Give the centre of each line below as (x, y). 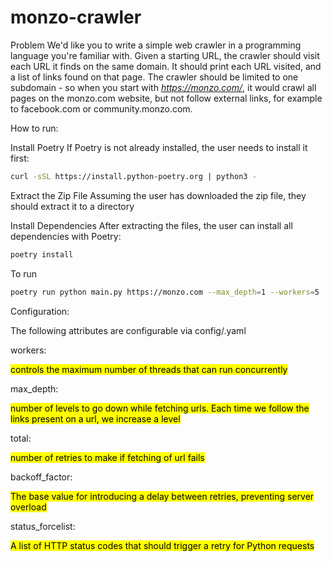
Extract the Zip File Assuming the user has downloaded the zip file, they (158, 195)
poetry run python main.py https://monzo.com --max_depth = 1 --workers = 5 (165, 292)
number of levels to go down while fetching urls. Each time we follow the (160, 408)
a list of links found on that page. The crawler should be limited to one (154, 77)
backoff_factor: (41, 477)
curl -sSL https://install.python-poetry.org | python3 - (133, 176)
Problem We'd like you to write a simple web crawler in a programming (156, 45)
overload (28, 507)
